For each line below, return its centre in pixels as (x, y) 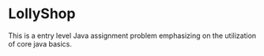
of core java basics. (40, 43)
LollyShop (42, 14)
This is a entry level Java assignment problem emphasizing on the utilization (132, 35)
